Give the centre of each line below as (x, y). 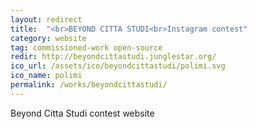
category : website (48, 38)
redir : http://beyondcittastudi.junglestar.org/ (113, 57)
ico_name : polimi (46, 76)
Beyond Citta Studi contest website (82, 113)
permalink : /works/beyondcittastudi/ (89, 85)
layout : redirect (46, 19)
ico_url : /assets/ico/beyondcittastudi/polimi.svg (118, 66)
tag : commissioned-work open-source (86, 47)
